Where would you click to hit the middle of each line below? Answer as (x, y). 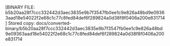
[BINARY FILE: (20, 7)
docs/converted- (54, 23)
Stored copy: (22, 23)
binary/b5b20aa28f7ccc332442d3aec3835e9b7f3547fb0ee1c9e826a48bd (84, 28)
